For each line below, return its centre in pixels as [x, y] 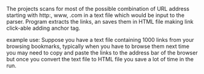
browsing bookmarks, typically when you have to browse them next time [98, 46]
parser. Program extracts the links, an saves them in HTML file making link [100, 22]
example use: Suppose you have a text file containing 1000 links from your [100, 40]
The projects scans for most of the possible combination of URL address [98, 9]
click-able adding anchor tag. [43, 28]
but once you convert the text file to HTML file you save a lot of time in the [100, 59]
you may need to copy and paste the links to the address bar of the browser [102, 53]
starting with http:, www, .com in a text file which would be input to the [96, 15]
